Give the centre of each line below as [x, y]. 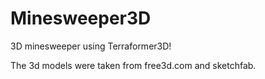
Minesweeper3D [81, 18]
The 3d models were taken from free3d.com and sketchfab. [133, 65]
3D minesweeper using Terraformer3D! [91, 46]
